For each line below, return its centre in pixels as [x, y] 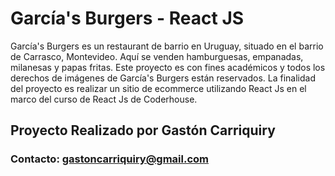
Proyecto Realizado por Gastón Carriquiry [143, 130]
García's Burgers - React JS [127, 18]
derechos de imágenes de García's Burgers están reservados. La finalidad [163, 78]
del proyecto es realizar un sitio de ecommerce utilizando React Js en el [158, 88]
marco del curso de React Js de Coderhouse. [104, 99]
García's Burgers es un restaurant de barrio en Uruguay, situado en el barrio [167, 46]
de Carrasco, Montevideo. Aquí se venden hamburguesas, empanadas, [157, 56]
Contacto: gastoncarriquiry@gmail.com [109, 159]
